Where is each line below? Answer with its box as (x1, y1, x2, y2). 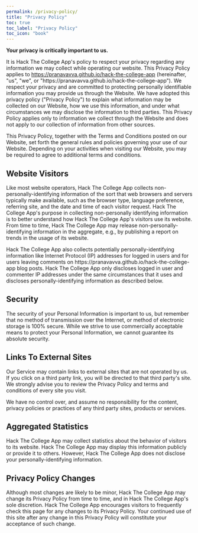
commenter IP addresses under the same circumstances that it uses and (6, 271, 183, 278)
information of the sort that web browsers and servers (61, 190, 193, 197)
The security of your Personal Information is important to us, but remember (6, 310, 189, 317)
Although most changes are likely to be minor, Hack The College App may (6, 489, 186, 496)
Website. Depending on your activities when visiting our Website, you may (6, 145, 187, 152)
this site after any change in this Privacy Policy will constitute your (6, 514, 167, 521)
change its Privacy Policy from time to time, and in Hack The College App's (6, 495, 189, 502)
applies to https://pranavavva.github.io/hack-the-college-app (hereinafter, (6, 71, 187, 78)
